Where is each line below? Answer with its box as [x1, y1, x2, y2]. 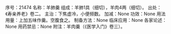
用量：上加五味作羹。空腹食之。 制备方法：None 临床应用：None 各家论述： [5, 17, 167, 23]
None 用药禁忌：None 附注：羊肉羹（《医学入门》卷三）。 [5, 23, 125, 29]
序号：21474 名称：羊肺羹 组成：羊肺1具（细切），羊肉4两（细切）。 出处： [5, 5, 162, 10]
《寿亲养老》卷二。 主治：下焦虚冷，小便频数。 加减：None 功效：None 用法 [5, 11, 166, 17]
